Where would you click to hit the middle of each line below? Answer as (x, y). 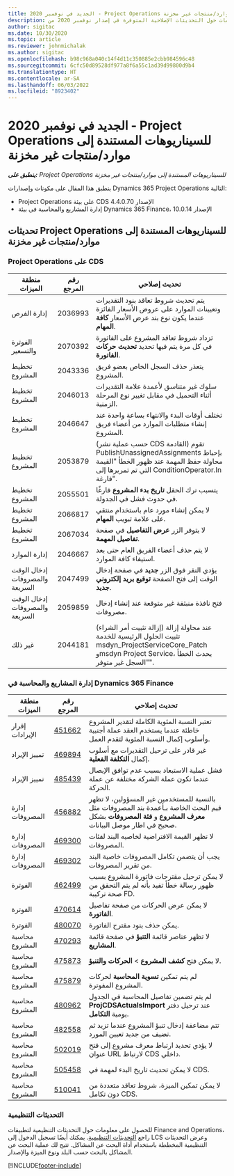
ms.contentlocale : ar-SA (44, 78)
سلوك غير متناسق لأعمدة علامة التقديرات (156, 386)
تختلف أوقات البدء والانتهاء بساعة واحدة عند (159, 415)
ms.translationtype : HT (42, 72)
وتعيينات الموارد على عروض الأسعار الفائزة (158, 308)
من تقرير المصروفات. (120, 865)
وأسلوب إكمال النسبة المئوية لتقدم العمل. (149, 739)
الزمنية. (107, 403)
